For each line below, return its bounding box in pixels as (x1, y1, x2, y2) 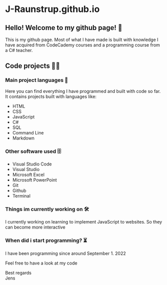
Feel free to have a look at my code (5, 260, 78, 266)
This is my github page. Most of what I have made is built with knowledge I (5, 36, 159, 42)
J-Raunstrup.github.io (5, 3, 100, 15)
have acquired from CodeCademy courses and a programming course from (5, 42, 161, 48)
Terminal (12, 192, 31, 198)
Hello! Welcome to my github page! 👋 (5, 23, 123, 32)
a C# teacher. (5, 47, 33, 53)
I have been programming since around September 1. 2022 (5, 250, 126, 256)
